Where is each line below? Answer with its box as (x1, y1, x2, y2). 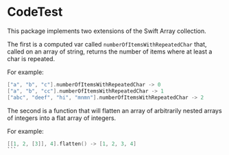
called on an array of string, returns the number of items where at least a (7, 47, 213, 56)
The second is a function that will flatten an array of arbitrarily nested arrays (7, 106, 222, 115)
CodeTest (7, 4, 63, 20)
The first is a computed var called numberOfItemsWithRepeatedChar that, (7, 40, 207, 48)
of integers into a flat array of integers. (7, 114, 117, 122)
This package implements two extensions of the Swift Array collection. (7, 27, 207, 35)
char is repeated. (7, 54, 56, 62)
